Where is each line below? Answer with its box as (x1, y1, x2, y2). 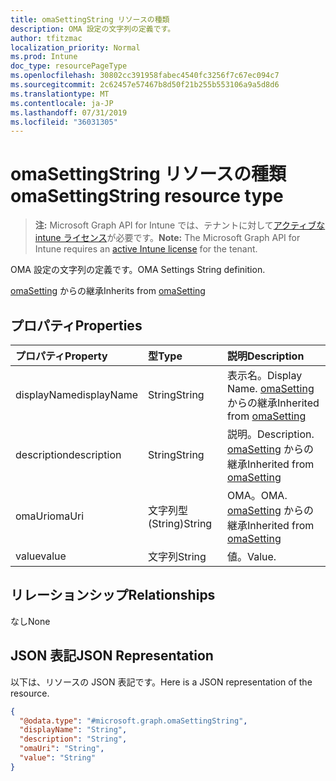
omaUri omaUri (15, 509, 85, 523)
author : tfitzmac (10, 33, 83, 43)
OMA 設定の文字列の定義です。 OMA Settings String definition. (10, 264, 266, 276)
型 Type (148, 349, 183, 363)
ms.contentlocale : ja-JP (10, 98, 114, 108)
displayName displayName (15, 388, 138, 401)
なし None (10, 615, 51, 627)
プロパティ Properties (10, 317, 143, 334)
